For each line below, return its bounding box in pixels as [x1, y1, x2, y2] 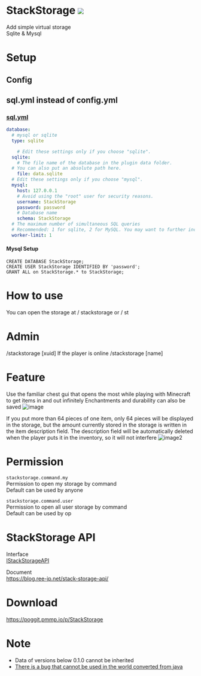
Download [6, 596, 58, 609]
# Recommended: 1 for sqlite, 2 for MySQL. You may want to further [11, 227, 186, 233]
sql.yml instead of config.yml [6, 95, 118, 105]
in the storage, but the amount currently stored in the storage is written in [6, 421, 187, 428]
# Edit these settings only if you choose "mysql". [11, 176, 144, 183]
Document [6, 568, 32, 576]
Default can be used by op [6, 509, 72, 516]
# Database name [17, 210, 58, 216]
